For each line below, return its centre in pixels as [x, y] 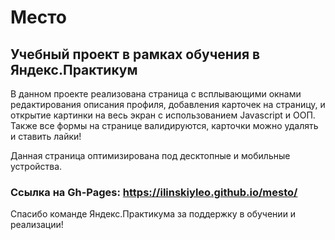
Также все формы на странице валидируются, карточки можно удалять [164, 125]
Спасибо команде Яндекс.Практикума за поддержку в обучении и [153, 214]
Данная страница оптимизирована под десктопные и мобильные [150, 155]
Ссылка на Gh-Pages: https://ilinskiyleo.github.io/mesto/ [154, 192]
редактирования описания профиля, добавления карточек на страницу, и [168, 104]
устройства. [36, 166]
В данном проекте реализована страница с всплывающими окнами [156, 94]
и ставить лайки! [46, 136]
